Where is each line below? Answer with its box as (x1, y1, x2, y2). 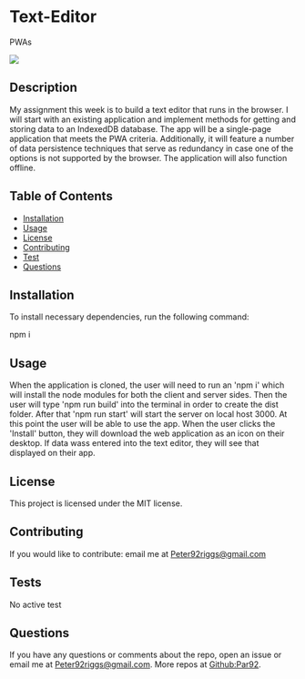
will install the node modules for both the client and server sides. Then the (9, 390, 288, 400)
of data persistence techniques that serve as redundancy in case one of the (9, 143, 294, 154)
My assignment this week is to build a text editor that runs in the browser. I (9, 104, 289, 115)
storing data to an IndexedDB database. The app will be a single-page (9, 123, 271, 134)
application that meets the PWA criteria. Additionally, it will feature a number (9, 133, 295, 144)
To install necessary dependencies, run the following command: (9, 311, 249, 322)
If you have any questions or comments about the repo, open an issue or (9, 649, 282, 661)
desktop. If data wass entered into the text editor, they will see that (9, 438, 259, 449)
